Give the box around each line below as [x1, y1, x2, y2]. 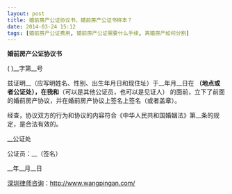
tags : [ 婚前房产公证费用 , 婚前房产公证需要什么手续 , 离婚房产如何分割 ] [7, 29, 190, 37]
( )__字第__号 [7, 64, 43, 73]
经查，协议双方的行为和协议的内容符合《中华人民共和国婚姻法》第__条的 [7, 111, 214, 120]
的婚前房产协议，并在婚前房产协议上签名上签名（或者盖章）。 [7, 97, 181, 105]
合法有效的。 [25, 120, 63, 129]
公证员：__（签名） [7, 149, 62, 158]
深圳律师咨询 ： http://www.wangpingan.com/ [7, 179, 135, 188]
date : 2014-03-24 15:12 [7, 23, 76, 30]
